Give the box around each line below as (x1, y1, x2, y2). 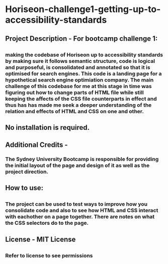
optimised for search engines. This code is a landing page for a (5, 70, 162, 77)
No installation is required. (5, 123, 90, 132)
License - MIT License (5, 235, 76, 243)
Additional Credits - (5, 140, 68, 149)
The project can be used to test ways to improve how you (5, 201, 147, 208)
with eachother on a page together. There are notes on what (5, 213, 155, 220)
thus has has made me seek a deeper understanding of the (5, 102, 152, 109)
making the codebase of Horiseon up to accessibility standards (5, 51, 163, 58)
